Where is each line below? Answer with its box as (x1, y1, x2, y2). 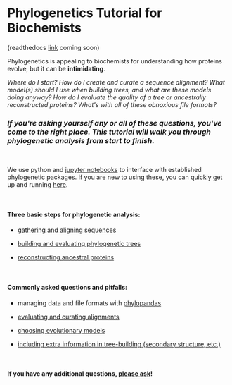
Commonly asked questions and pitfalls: (7, 283, 128, 292)
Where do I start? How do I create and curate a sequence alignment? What (7, 78, 225, 86)
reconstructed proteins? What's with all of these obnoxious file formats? (7, 100, 217, 109)
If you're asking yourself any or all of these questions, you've (7, 118, 222, 128)
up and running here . (7, 181, 68, 189)
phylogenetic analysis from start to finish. (7, 135, 155, 145)
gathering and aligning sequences (17, 226, 117, 234)
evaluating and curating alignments (17, 312, 120, 321)
